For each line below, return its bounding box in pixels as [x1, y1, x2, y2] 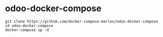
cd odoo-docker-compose [5, 23, 54, 28]
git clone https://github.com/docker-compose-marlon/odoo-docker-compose [5, 19, 159, 24]
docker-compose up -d [5, 27, 49, 32]
